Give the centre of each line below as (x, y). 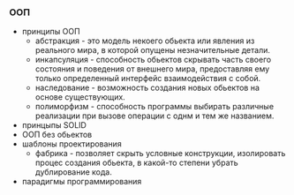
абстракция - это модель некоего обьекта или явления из (145, 41)
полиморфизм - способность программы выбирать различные (155, 107)
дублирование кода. (73, 172)
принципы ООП (51, 32)
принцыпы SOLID (54, 125)
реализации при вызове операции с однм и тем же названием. (155, 116)
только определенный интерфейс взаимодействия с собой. (148, 79)
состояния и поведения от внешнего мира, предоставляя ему (152, 69)
